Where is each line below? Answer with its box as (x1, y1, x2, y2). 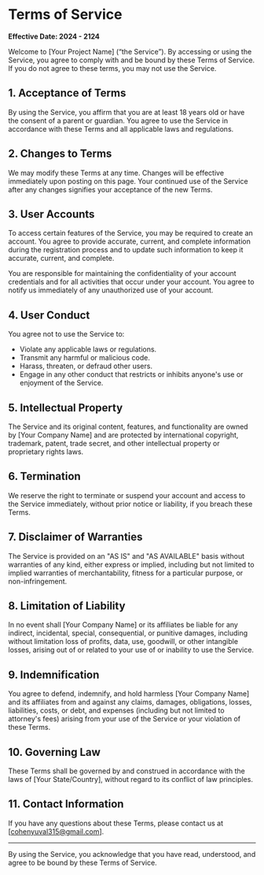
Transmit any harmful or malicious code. (19, 353, 151, 363)
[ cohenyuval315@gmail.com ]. (8, 826, 104, 836)
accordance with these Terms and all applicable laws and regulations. (8, 124, 234, 133)
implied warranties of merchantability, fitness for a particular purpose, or (8, 568, 244, 577)
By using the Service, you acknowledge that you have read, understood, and (8, 849, 256, 858)
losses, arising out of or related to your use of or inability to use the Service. (8, 645, 254, 655)
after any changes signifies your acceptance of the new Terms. (8, 184, 213, 194)
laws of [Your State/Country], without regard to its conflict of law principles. (8, 775, 254, 784)
